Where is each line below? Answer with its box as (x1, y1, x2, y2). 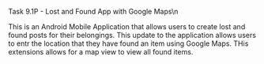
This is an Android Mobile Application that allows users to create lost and (8, 22, 246, 31)
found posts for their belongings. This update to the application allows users (8, 31, 257, 40)
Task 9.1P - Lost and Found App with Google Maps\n (8, 7, 179, 16)
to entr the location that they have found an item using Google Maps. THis (8, 39, 249, 48)
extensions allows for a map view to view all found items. (8, 47, 194, 56)
